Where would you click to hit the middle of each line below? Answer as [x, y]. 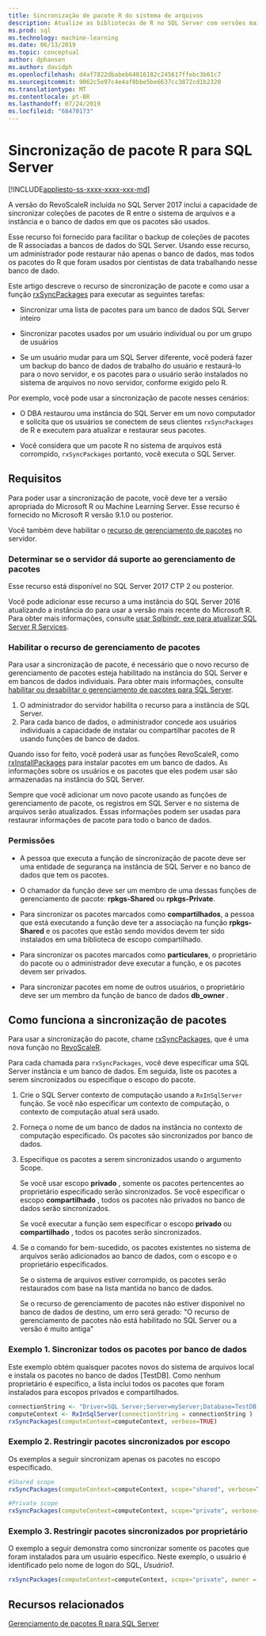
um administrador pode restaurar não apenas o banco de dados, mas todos [131, 254]
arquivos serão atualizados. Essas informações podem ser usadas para [125, 812]
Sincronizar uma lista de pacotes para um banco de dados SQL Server [134, 309]
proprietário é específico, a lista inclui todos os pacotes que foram [116, 1383]
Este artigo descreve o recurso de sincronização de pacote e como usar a [129, 285]
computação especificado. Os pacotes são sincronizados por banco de [136, 1136]
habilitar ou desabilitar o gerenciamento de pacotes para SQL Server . [121, 690]
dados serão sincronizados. [65, 1209]
